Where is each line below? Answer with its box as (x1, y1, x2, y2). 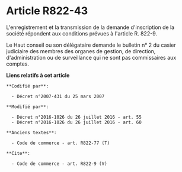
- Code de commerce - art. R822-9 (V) (11, 161, 108, 167)
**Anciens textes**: (6, 129, 58, 135)
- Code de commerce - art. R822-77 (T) (11, 140, 110, 146)
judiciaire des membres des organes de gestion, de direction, (6, 47, 156, 54)
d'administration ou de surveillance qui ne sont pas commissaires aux (6, 54, 177, 61)
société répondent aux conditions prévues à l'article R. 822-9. (6, 30, 157, 37)
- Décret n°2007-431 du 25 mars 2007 (11, 93, 105, 99)
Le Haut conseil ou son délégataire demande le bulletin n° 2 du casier (6, 41, 176, 48)
